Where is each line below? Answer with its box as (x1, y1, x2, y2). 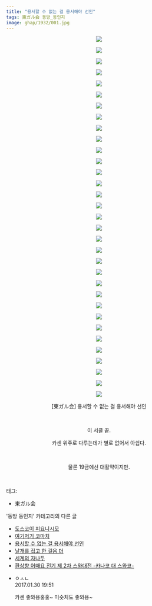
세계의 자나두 (14, 555, 45, 562)
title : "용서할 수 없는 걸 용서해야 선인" (6, 8, 96, 15)
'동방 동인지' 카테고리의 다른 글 (6, 512, 77, 520)
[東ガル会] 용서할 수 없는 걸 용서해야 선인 (51, 403, 147, 410)
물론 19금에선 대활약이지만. (68, 463, 130, 470)
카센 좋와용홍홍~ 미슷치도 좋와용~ (14, 594, 93, 601)
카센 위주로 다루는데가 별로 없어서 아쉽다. (52, 439, 146, 447)
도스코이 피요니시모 (14, 525, 60, 533)
